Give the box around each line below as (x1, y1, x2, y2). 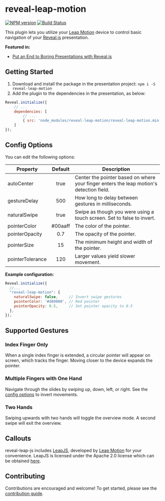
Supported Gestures (5, 326, 69, 335)
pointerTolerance (7, 256, 47, 263)
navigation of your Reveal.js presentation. (5, 34, 89, 40)
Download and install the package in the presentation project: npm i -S (12, 81, 156, 87)
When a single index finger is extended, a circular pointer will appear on (5, 353, 151, 358)
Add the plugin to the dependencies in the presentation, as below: (12, 90, 146, 96)
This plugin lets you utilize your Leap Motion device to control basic (5, 29, 142, 35)
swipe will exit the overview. (5, 420, 62, 426)
